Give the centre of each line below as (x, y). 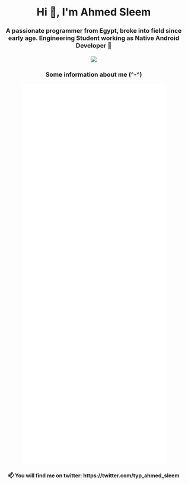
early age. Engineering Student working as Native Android (94, 38)
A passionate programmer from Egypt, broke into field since (94, 31)
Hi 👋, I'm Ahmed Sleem (94, 12)
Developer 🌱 (94, 46)
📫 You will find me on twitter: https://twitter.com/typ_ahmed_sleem (94, 475)
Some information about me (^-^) (94, 74)
